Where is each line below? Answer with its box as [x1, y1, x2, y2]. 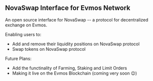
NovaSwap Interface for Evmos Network [5, 4, 131, 12]
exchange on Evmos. [5, 22, 47, 28]
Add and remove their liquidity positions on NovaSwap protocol [12, 41, 140, 47]
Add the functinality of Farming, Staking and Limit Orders [12, 65, 127, 71]
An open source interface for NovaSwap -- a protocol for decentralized [5, 17, 149, 22]
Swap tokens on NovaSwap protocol [12, 46, 86, 52]
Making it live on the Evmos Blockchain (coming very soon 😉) [12, 70, 137, 76]
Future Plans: [5, 56, 32, 61]
